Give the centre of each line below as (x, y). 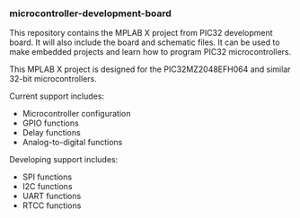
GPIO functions (50, 123)
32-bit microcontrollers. (53, 79)
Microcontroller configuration (76, 114)
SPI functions (47, 177)
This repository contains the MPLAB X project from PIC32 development (141, 33)
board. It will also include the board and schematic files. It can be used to (145, 42)
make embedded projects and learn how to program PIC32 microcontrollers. (150, 52)
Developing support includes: (64, 160)
